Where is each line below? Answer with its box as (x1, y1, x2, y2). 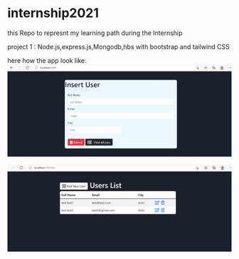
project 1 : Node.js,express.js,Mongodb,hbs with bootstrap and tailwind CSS (7, 42, 230, 51)
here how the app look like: (7, 56, 87, 65)
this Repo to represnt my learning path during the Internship (7, 29, 183, 37)
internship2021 (7, 5, 100, 21)
